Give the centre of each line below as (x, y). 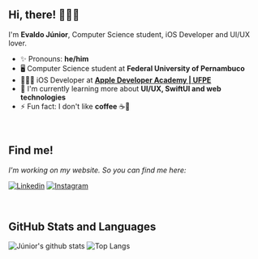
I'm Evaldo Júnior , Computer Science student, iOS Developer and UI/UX (129, 34)
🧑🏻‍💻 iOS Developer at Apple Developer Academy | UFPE (116, 80)
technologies (43, 97)
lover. (17, 43)
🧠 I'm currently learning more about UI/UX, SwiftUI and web (120, 88)
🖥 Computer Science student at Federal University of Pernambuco (132, 68)
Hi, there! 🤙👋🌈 (44, 15)
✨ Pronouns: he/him (54, 58)
